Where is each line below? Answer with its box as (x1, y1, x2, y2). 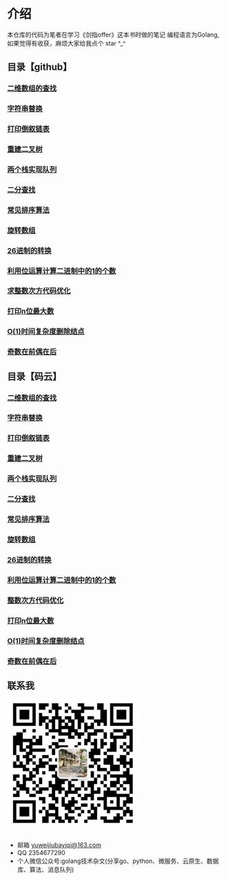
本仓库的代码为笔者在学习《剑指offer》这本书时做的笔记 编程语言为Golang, (7, 30, 220, 39)
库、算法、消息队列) (17, 865, 74, 874)
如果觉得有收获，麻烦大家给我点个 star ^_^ (7, 39, 126, 47)
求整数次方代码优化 (7, 286, 71, 296)
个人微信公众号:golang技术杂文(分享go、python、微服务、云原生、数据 (17, 857, 219, 865)
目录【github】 (7, 61, 72, 73)
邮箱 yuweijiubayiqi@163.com (17, 841, 102, 850)
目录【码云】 (7, 370, 62, 382)
